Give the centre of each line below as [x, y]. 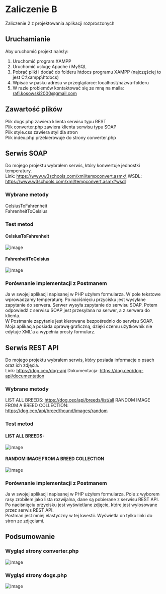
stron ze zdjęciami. [25, 521]
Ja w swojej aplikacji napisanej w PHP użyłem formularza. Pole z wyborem [82, 494]
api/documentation [25, 376]
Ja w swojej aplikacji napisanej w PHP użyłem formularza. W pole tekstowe [83, 294]
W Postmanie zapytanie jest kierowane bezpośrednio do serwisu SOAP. [79, 321]
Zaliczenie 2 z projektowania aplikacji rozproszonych [60, 23]
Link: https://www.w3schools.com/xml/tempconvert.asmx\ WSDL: [74, 176]
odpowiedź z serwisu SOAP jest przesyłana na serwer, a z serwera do [77, 310]
